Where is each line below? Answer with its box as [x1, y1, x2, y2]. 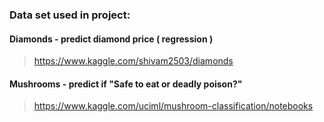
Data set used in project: [9, 8, 131, 22]
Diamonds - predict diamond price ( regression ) [9, 33, 214, 45]
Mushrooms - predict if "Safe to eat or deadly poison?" [9, 78, 243, 90]
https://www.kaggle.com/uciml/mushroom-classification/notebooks [33, 100, 314, 112]
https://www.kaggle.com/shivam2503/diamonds [33, 55, 234, 67]
